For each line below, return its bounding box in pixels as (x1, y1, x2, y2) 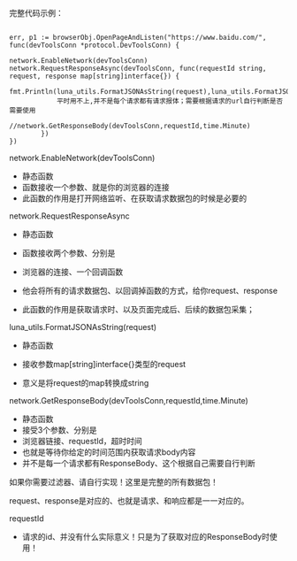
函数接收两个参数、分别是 (21, 248, 116, 258)
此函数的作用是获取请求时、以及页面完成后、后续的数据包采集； (21, 304, 255, 314)
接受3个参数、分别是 (21, 425, 97, 435)
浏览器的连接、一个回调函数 (21, 266, 124, 277)
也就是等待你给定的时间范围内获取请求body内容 (21, 447, 196, 457)
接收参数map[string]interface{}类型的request (21, 359, 187, 369)
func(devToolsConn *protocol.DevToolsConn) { (9, 41, 179, 50)
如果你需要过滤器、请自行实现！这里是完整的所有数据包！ (9, 477, 218, 487)
